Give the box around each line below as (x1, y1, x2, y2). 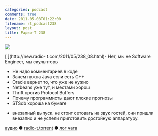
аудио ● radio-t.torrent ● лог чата (5, 125, 78, 131)
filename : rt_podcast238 (5, 21, 57, 26)
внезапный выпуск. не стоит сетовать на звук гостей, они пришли (12, 110, 154, 116)
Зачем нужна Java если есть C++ (12, 74, 85, 80)
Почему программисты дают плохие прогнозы (12, 95, 113, 101)
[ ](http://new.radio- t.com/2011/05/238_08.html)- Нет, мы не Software (5, 53, 151, 59)
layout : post (5, 26, 32, 31)
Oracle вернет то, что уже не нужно (12, 79, 89, 85)
